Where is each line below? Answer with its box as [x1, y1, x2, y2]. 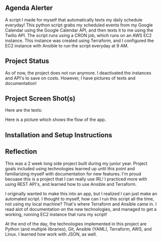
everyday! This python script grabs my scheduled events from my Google [5, 22, 153, 28]
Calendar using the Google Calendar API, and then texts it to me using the [5, 27, 154, 33]
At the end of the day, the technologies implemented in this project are [5, 221, 147, 226]
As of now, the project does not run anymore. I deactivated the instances [5, 70, 151, 76]
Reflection [5, 147, 38, 156]
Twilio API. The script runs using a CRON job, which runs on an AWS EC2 [5, 32, 152, 38]
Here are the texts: [5, 107, 42, 113]
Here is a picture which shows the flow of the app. [5, 117, 106, 122]
